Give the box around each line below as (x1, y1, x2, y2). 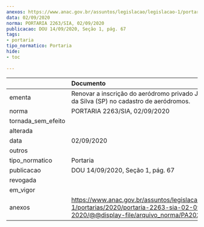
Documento (71, 79, 106, 87)
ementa (9, 93, 32, 101)
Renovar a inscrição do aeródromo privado (71, 89, 193, 98)
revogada (9, 175, 36, 184)
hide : (6, 49, 20, 55)
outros (9, 146, 29, 155)
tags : (6, 32, 20, 38)
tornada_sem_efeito (9, 117, 66, 125)
